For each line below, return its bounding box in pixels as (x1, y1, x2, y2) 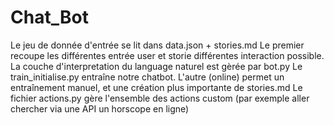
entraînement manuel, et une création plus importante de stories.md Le (10, 81, 303, 93)
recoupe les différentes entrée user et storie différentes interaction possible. (10, 49, 325, 61)
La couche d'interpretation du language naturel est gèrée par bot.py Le (10, 60, 303, 72)
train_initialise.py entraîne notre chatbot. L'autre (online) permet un (10, 71, 285, 83)
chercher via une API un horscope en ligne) (10, 102, 190, 115)
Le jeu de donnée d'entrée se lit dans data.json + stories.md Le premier (10, 39, 305, 51)
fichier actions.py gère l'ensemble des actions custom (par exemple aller (10, 92, 310, 104)
